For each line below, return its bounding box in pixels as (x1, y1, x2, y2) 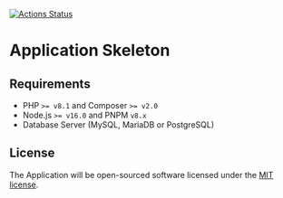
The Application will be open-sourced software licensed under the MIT (9, 169, 274, 180)
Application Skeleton (9, 41, 171, 61)
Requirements (9, 76, 91, 91)
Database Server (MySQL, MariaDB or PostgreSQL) (22, 119, 215, 130)
